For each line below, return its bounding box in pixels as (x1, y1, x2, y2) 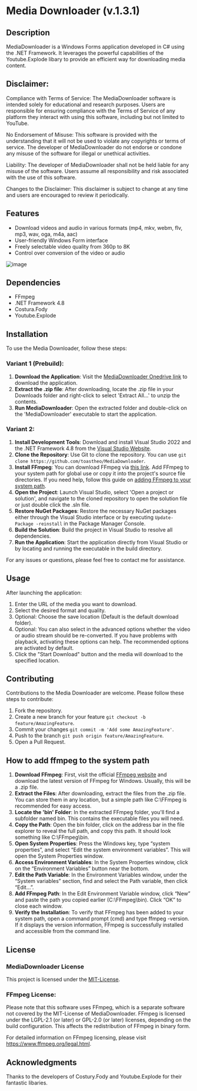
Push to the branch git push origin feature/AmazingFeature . (14, 732, 164, 739)
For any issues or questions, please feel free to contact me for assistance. (6, 556, 186, 563)
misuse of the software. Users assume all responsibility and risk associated (6, 167, 189, 174)
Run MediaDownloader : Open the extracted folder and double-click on (14, 404, 187, 411)
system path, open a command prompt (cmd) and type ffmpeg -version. (14, 915, 189, 923)
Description (6, 28, 50, 38)
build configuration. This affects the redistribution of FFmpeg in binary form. (6, 1023, 191, 1030)
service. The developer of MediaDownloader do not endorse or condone (6, 143, 182, 151)
